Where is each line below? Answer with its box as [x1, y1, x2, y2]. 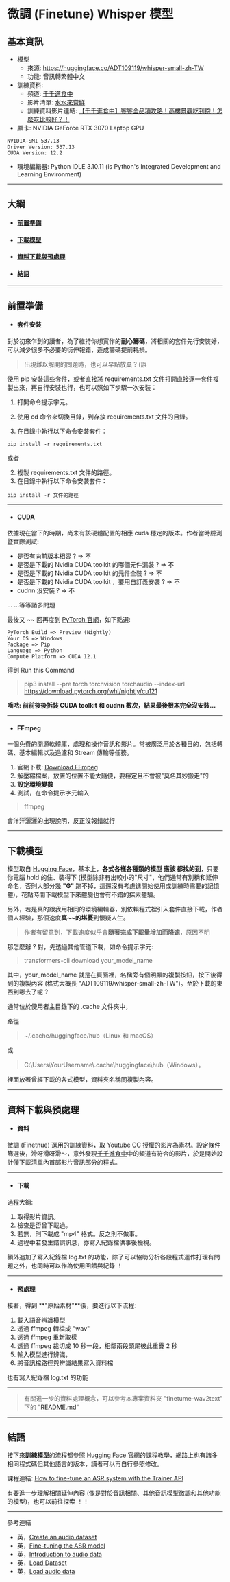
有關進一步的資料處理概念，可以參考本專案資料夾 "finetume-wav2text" [23, 1395, 223, 1403]
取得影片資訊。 [16, 1212, 60, 1220]
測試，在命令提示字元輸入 [16, 789, 90, 797]
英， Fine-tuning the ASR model [16, 1542, 105, 1550]
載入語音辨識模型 [16, 1316, 66, 1325]
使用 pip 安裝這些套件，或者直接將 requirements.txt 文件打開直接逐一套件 [7, 375, 214, 383]
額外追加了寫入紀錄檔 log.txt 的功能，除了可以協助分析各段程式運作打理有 [7, 1253, 214, 1261]
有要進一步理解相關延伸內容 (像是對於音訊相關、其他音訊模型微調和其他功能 [7, 1489, 221, 1497]
